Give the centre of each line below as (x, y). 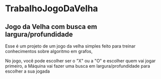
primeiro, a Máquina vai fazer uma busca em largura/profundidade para (78, 66)
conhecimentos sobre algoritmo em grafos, (49, 51)
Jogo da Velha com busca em (51, 27)
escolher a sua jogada (28, 71)
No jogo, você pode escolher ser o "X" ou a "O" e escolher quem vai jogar (80, 61)
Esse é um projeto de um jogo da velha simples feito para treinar (70, 46)
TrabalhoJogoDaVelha (52, 9)
